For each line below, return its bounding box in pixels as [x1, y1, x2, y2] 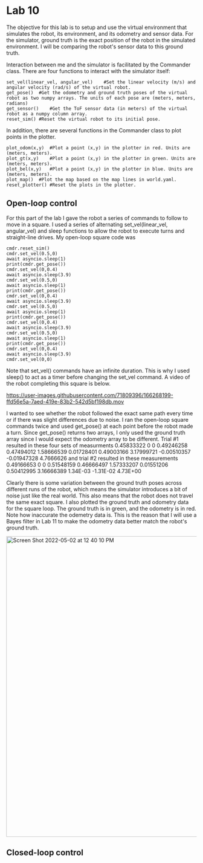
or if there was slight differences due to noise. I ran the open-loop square [6, 416, 189, 423]
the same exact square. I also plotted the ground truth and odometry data [6, 498, 189, 505]
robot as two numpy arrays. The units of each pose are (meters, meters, [6, 95, 196, 101]
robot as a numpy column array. [6, 111, 88, 117]
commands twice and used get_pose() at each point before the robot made [6, 422, 193, 430]
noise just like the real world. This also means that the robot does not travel [6, 492, 193, 499]
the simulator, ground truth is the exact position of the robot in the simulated [6, 36, 196, 44]
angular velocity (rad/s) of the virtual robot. [6, 84, 131, 91]
